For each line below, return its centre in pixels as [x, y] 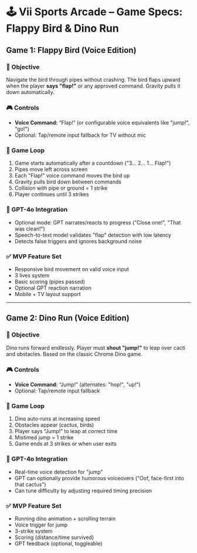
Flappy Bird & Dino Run [62, 29]
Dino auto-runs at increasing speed [57, 419]
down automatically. [30, 92]
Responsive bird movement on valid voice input [72, 269]
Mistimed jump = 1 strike [44, 438]
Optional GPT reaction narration [53, 288]
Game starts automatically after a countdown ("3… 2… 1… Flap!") [93, 163]
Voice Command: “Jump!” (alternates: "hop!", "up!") [77, 385]
